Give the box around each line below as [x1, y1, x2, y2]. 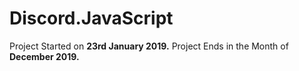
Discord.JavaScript [9, 7, 174, 30]
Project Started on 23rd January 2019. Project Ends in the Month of [9, 40, 289, 52]
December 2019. [9, 50, 80, 62]
